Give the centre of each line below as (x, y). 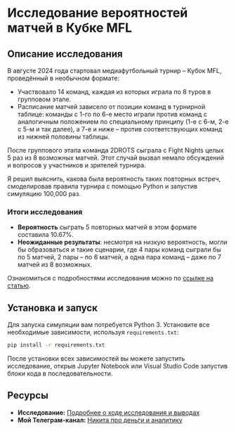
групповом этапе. (44, 99)
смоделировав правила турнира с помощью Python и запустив (103, 186)
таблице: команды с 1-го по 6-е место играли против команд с (112, 114)
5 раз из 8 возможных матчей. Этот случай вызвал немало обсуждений (116, 157)
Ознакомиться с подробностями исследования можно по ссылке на (111, 278)
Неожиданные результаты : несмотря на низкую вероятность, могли (122, 242)
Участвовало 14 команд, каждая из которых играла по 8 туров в (114, 92)
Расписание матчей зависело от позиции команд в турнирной (111, 107)
